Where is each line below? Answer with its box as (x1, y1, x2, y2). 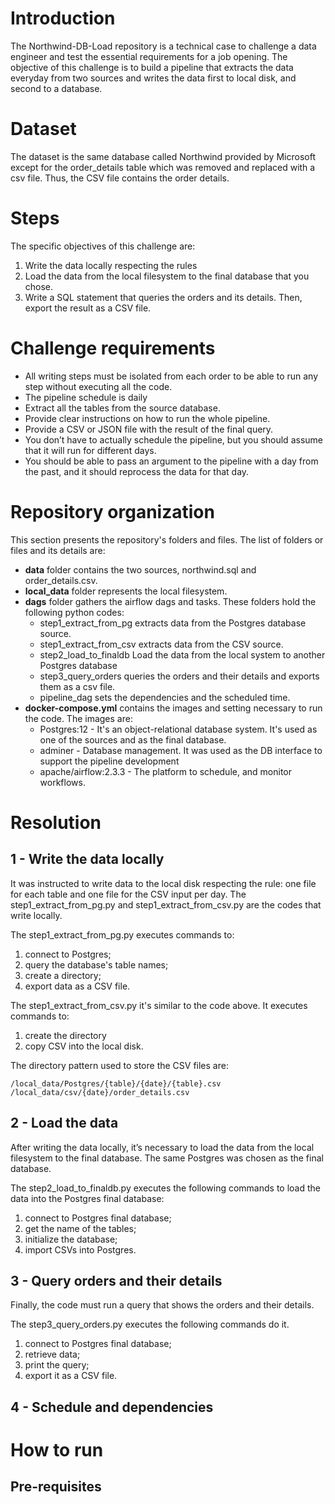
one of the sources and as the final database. (39, 733, 227, 746)
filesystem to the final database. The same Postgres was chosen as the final (10, 1152, 324, 1164)
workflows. (39, 776, 86, 788)
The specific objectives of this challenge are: (10, 240, 196, 252)
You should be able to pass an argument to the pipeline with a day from (24, 455, 319, 467)
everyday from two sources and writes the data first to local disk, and (10, 72, 297, 84)
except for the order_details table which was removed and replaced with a (10, 161, 316, 173)
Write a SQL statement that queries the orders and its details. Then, (24, 291, 303, 303)
